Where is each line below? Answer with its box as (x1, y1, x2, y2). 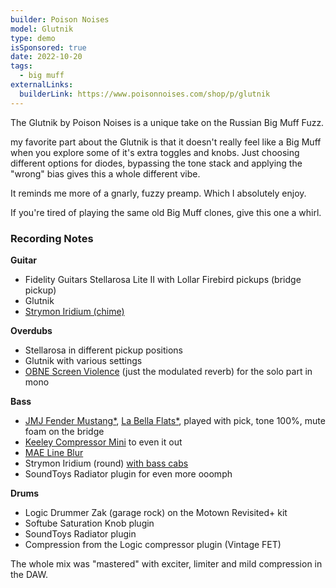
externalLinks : (10, 80, 74, 90)
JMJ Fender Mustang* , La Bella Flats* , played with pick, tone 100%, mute (24, 414, 326, 426)
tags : (10, 61, 33, 71)
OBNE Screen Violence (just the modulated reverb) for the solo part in (24, 365, 313, 377)
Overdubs (10, 324, 53, 336)
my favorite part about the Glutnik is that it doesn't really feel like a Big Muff (10, 136, 322, 148)
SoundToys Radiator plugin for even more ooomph (24, 467, 233, 480)
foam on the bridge (24, 425, 105, 437)
